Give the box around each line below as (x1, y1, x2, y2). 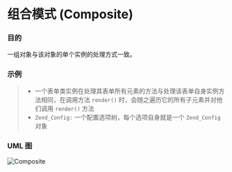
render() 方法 (55, 104, 94, 113)
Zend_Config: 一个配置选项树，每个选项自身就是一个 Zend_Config (34, 113, 222, 121)
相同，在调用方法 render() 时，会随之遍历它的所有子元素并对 (41, 95, 217, 103)
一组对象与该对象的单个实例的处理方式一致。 (7, 50, 136, 59)
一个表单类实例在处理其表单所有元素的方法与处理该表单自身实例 (34, 87, 219, 95)
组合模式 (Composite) (7, 6, 133, 22)
